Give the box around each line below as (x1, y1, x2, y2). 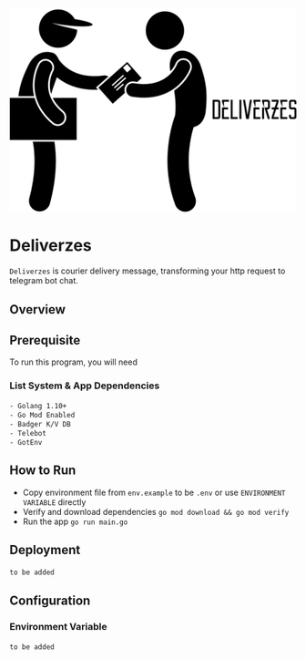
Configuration (9, 592, 91, 608)
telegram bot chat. (9, 275, 79, 286)
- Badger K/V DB (9, 419, 71, 428)
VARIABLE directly (22, 496, 87, 508)
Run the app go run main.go (22, 516, 128, 527)
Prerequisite (9, 333, 81, 348)
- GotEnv (9, 438, 43, 447)
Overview (9, 302, 66, 317)
